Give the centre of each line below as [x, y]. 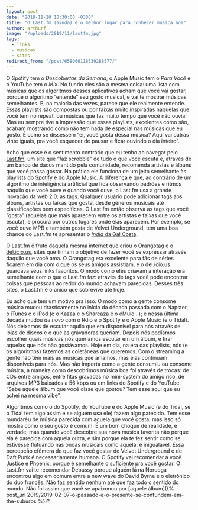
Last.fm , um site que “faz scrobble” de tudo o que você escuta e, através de [99, 159]
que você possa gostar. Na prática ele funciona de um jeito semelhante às [96, 171]
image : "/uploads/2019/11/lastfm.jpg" [54, 34]
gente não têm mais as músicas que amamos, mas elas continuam [87, 357]
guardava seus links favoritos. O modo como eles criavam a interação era [95, 270]
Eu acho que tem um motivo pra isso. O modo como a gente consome [91, 301]
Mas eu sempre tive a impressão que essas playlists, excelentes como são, [98, 122]
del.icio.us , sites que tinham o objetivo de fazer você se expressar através [96, 251]
